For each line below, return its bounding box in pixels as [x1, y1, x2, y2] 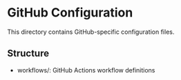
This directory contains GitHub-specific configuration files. [7, 28, 175, 36]
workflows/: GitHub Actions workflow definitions [17, 66, 155, 74]
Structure [7, 48, 50, 59]
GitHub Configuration [7, 5, 133, 21]
